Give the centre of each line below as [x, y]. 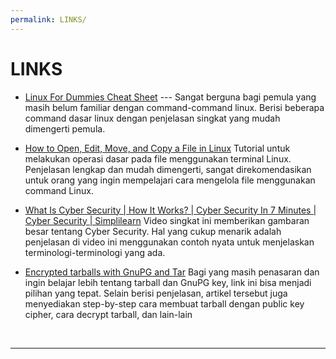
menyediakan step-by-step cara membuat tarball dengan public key [164, 303]
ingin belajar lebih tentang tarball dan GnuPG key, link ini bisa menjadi [168, 282]
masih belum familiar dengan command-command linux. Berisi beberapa [174, 107]
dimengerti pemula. [65, 128]
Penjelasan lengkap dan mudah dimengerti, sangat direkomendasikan [168, 169]
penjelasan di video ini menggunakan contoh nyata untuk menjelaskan [169, 242]
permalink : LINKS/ [48, 19]
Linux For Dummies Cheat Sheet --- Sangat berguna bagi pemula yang [170, 97]
